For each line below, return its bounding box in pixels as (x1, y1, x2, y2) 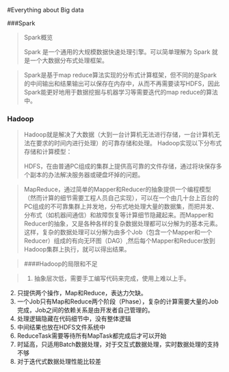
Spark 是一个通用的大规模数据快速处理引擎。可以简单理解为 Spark (23, 48, 211, 55)
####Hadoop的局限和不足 (23, 260, 98, 268)
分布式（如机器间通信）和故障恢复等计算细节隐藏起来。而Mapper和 (23, 211, 214, 219)
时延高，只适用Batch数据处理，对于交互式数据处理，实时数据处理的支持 (16, 340, 219, 349)
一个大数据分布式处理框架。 (29, 56, 108, 64)
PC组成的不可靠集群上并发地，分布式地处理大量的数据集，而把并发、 (23, 202, 218, 211)
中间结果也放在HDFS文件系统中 (16, 323, 106, 332)
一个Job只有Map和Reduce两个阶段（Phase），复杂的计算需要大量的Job (16, 297, 219, 306)
